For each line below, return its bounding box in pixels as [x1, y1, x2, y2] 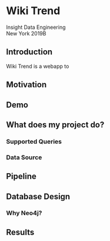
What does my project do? [6, 120, 105, 130]
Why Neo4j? [6, 209, 42, 217]
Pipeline [6, 171, 37, 181]
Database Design [6, 192, 71, 202]
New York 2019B [6, 29, 46, 37]
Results [6, 227, 35, 237]
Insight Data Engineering [6, 24, 66, 31]
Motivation [6, 80, 47, 90]
